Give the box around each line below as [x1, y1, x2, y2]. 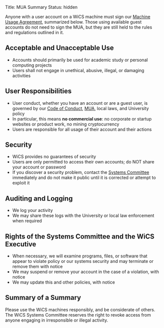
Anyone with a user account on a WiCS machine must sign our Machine [5, 14, 151, 19]
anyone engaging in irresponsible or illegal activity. [5, 317, 108, 323]
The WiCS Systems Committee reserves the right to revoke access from [5, 312, 151, 318]
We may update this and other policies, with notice [12, 279, 115, 286]
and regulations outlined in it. [5, 30, 64, 35]
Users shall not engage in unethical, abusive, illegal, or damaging [12, 67, 144, 73]
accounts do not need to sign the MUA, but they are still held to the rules [5, 24, 153, 30]
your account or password [12, 164, 66, 170]
